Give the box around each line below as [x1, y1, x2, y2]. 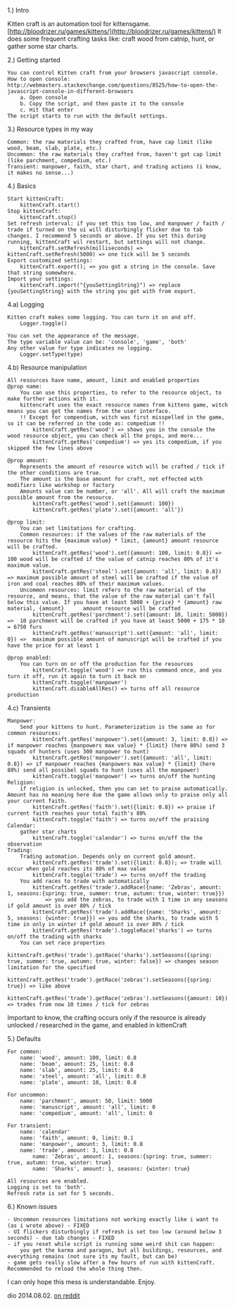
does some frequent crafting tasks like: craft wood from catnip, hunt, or [7, 35, 215, 43]
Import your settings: [7, 276, 74, 283]
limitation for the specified [7, 964, 96, 971]
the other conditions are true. [7, 469, 102, 476]
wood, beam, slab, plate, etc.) [7, 144, 102, 152]
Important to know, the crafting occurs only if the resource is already [7, 1014, 206, 1021]
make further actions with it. [7, 395, 99, 402]
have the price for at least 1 [7, 642, 99, 649]
